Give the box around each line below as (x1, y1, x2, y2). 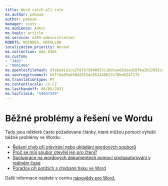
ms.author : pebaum (5, 12, 43, 17)
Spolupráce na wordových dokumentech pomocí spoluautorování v (12, 154, 151, 160)
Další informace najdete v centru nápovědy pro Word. (5, 175, 115, 181)
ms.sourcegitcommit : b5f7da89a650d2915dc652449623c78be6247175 (5, 72, 140, 77)
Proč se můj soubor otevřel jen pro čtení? (12, 149, 97, 155)
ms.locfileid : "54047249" (5, 91, 59, 96)
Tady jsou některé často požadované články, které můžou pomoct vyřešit (5, 129, 156, 135)
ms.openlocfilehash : (5, 68, 48, 73)
